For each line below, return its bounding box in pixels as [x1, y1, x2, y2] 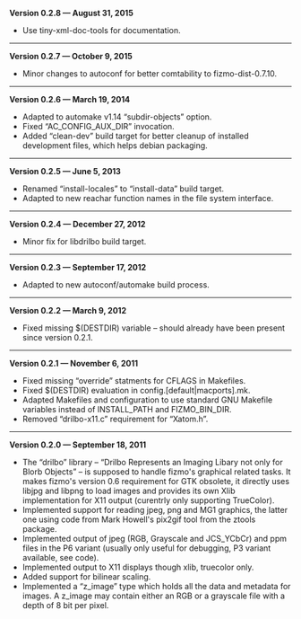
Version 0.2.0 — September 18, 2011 [9, 439, 147, 450]
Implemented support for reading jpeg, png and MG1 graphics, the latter [21, 505, 288, 515]
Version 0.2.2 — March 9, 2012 [9, 305, 127, 315]
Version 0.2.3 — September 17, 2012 [9, 262, 147, 272]
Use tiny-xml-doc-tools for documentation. [21, 25, 181, 35]
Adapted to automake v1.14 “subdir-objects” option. [21, 111, 212, 122]
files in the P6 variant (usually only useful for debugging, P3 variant [21, 543, 271, 553]
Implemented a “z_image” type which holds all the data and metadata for [21, 581, 291, 591]
